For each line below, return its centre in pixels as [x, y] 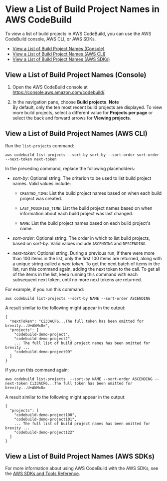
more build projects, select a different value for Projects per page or [83, 112]
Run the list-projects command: [40, 145]
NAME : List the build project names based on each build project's [85, 223]
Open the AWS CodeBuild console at [50, 87]
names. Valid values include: [42, 183]
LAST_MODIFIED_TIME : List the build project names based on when [86, 208]
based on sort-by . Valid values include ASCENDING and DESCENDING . [79, 243]
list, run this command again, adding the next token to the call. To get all [86, 269]
